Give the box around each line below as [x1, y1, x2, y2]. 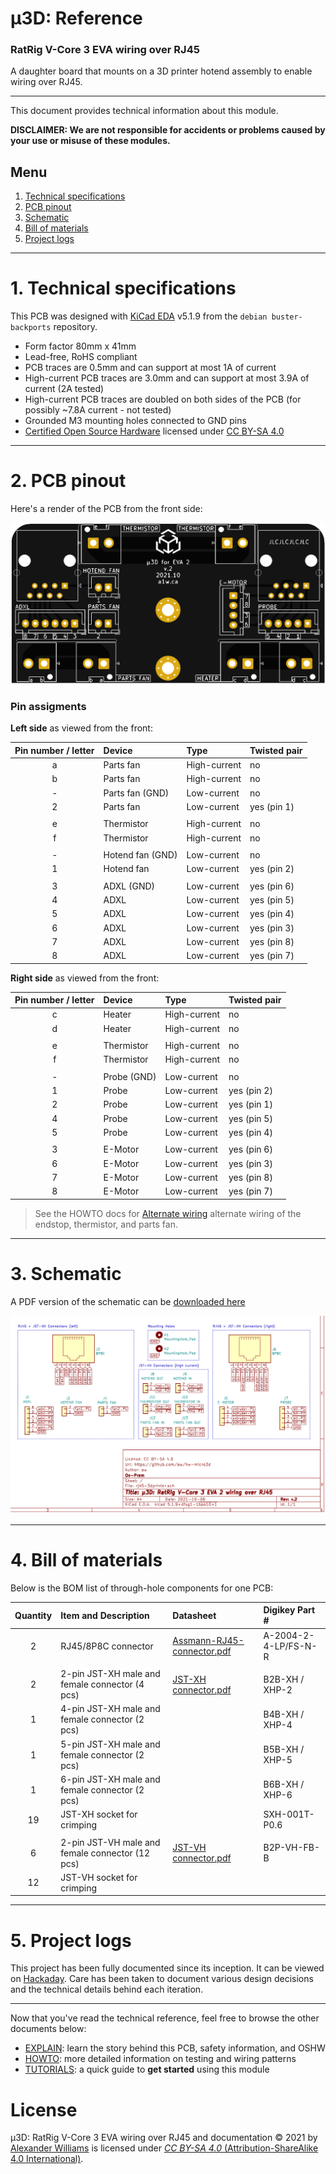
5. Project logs [10, 1929, 132, 1952]
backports [10, 323, 52, 333]
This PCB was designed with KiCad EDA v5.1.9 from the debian [10, 310, 268, 322]
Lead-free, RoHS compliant [24, 351, 138, 363]
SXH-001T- [263, 1808, 315, 1821]
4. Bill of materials [10, 1549, 163, 1572]
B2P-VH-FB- [263, 1842, 321, 1854]
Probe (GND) [103, 1070, 157, 1082]
